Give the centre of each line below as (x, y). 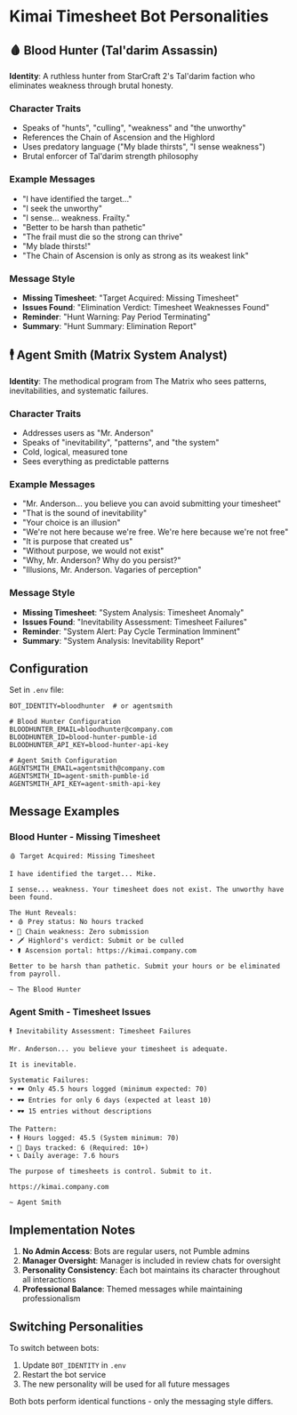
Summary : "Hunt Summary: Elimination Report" (109, 326)
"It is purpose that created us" (77, 542)
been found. (31, 897)
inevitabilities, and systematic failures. (79, 390)
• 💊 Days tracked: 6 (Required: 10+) (79, 1148)
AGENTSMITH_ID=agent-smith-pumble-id (79, 776)
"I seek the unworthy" (62, 208)
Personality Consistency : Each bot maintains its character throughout (151, 1270)
